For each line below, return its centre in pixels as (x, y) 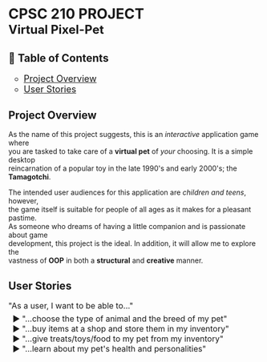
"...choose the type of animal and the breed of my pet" (125, 319)
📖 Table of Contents (59, 58)
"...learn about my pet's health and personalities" (114, 349)
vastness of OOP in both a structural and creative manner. (106, 260)
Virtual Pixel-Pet (56, 30)
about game (28, 235)
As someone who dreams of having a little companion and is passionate (127, 227)
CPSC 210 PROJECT (76, 14)
